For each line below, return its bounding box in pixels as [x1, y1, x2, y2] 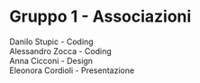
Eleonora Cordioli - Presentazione [9, 65, 135, 76]
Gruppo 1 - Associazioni [9, 6, 192, 27]
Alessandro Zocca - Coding [9, 45, 113, 56]
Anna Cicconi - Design [9, 55, 93, 66]
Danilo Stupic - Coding [9, 36, 94, 47]
